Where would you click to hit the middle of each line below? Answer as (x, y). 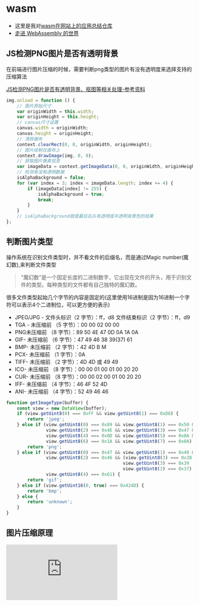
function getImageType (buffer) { (47, 402)
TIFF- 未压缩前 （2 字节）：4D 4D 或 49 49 (66, 361)
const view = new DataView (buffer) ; (62, 408)
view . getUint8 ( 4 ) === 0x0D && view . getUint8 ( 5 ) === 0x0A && (121, 436)
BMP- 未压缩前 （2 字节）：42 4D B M (60, 347)
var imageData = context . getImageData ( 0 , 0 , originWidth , (90, 167)
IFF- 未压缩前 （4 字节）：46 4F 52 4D (61, 384)
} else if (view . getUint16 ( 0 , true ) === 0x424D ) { (81, 486)
